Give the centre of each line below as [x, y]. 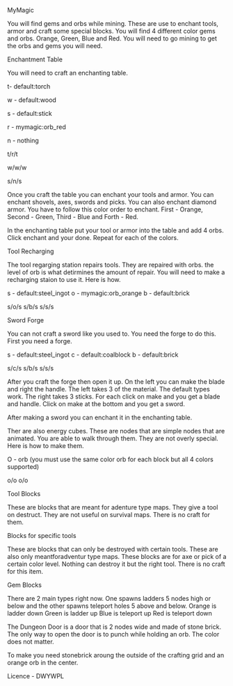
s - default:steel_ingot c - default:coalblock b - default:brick [93, 355]
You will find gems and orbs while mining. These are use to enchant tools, [113, 23]
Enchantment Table [35, 59]
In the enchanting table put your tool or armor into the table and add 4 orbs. [115, 230]
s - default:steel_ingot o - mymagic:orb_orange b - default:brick [98, 293]
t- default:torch [29, 86]
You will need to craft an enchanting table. [68, 73]
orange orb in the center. [43, 663]
